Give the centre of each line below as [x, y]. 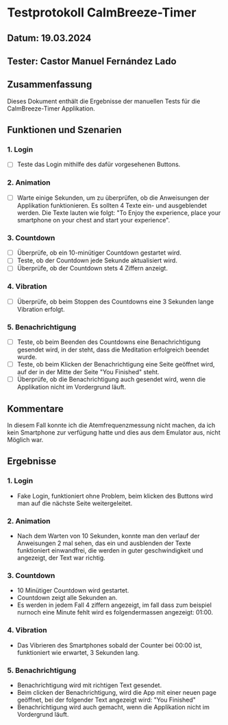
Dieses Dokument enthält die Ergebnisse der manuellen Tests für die [104, 101]
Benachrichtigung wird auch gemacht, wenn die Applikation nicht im [113, 707]
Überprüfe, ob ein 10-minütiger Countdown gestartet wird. [99, 253]
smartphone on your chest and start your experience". [93, 220]
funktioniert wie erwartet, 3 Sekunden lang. [78, 652]
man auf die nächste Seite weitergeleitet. [75, 503]
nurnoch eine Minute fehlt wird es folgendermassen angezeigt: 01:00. [115, 612]
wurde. [27, 357]
